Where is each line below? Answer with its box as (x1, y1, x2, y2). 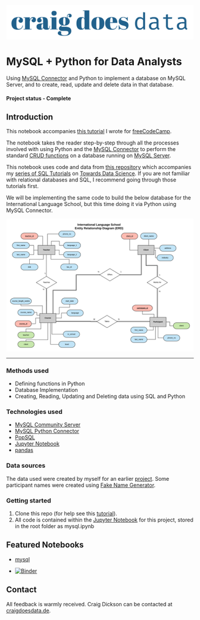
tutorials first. (6, 183, 39, 190)
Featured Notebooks (6, 540, 84, 550)
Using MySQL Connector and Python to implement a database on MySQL (6, 74, 186, 82)
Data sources (6, 462, 46, 470)
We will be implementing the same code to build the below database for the (6, 194, 192, 201)
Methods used (6, 366, 49, 375)
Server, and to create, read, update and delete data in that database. (6, 81, 174, 88)
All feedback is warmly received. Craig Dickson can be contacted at (6, 600, 173, 607)
